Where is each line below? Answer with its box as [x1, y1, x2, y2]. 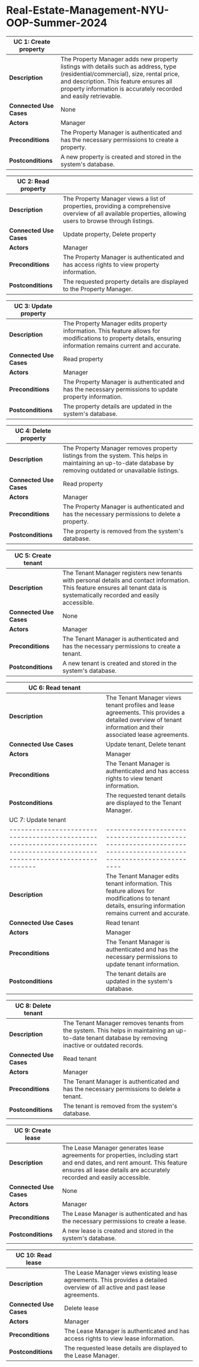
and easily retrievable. [60, 92, 123, 100]
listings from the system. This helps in [63, 451, 168, 460]
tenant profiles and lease [105, 701, 175, 709]
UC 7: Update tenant [9, 816, 66, 824]
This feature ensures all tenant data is [62, 583, 167, 592]
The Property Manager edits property [63, 319, 168, 328]
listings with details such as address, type [60, 62, 176, 70]
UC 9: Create [14, 1126, 52, 1134]
